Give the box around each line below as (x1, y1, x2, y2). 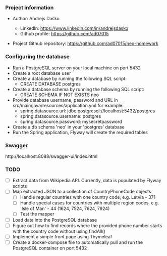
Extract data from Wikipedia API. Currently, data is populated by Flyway (12, 178, 161, 184)
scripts (12, 183, 27, 189)
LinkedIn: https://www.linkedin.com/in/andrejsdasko (20, 25, 129, 31)
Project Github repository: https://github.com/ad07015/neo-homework (12, 40, 159, 47)
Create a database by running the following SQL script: (12, 75, 127, 81)
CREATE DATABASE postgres (20, 80, 81, 87)
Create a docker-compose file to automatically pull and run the (12, 239, 143, 245)
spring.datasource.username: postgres (20, 113, 101, 119)
